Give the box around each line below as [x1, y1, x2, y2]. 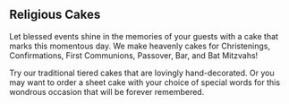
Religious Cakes [9, 7, 101, 22]
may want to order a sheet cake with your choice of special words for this [9, 76, 280, 88]
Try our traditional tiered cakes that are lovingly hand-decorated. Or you [9, 67, 275, 78]
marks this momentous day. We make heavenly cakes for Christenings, [9, 40, 271, 51]
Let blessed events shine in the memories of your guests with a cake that [9, 30, 279, 41]
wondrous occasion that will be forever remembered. [9, 86, 205, 97]
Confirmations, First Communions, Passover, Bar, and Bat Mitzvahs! [9, 49, 259, 61]
